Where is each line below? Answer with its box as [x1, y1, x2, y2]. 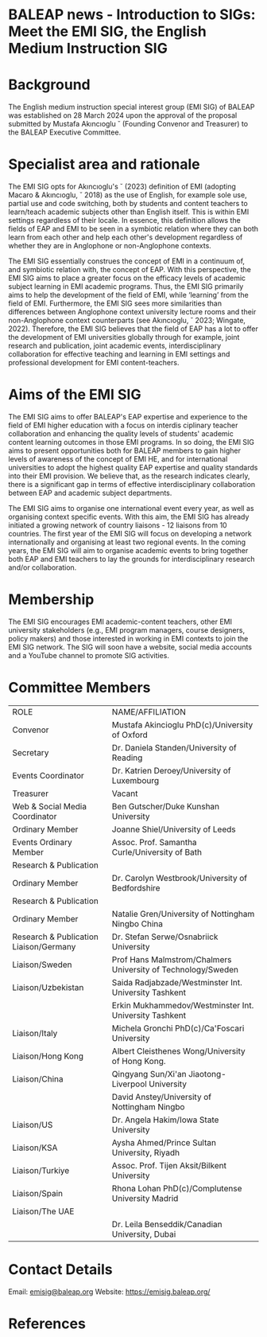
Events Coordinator [12, 770, 85, 781]
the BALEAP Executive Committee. [8, 127, 122, 137]
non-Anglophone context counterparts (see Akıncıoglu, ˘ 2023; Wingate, [8, 316, 246, 325]
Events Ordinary [12, 836, 73, 848]
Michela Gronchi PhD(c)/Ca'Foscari [111, 1023, 245, 1034]
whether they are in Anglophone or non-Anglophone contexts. [8, 241, 212, 251]
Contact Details [8, 1261, 113, 1279]
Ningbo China [111, 918, 163, 929]
